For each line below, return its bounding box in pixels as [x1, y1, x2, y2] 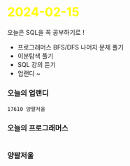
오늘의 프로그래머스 [7, 123, 68, 133]
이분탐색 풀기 [17, 52, 54, 60]
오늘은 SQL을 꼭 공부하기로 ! [7, 28, 85, 36]
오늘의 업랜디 [7, 88, 49, 98]
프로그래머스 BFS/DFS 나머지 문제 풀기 [17, 43, 124, 51]
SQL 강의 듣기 [17, 60, 56, 68]
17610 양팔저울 [7, 106, 45, 113]
